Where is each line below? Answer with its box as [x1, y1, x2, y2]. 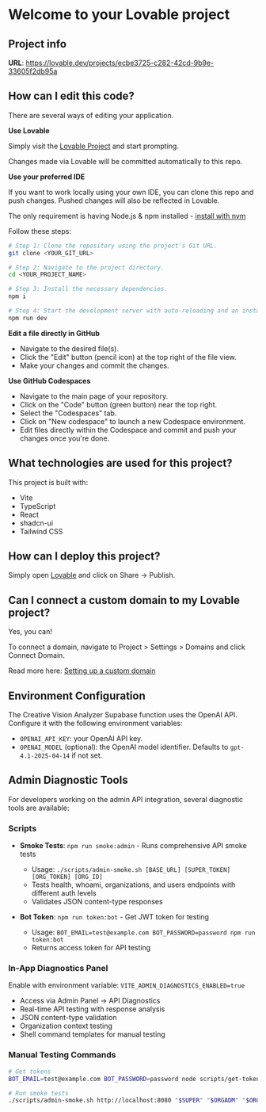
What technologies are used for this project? [8, 457, 233, 470]
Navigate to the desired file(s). [19, 343, 119, 353]
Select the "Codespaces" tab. [19, 408, 117, 418]
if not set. [70, 751, 103, 760]
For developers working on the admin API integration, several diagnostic [8, 794, 244, 804]
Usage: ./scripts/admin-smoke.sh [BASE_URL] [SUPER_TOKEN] [31, 865, 231, 874]
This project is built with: [8, 477, 89, 487]
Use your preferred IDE [8, 172, 85, 182]
